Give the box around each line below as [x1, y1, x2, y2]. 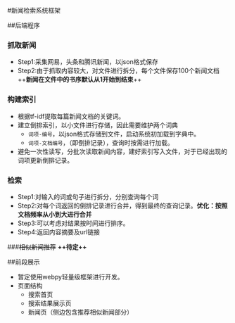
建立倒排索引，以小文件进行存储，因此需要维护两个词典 [17, 120, 178, 129]
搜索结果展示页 [27, 298, 72, 308]
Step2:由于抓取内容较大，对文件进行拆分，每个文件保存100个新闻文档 [17, 66, 220, 75]
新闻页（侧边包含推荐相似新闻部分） [27, 308, 134, 316]
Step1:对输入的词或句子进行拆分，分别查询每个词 [17, 192, 159, 201]
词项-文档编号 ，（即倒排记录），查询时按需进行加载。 [27, 138, 174, 146]
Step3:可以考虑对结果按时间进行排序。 [17, 219, 129, 227]
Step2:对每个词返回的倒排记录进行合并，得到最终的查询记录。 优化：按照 [17, 201, 228, 210]
